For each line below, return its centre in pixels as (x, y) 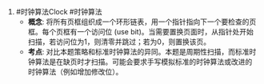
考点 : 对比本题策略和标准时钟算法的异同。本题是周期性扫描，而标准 (138, 52)
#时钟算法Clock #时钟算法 (59, 12)
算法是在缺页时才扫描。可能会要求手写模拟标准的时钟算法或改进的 (144, 62)
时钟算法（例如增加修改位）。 (75, 72)
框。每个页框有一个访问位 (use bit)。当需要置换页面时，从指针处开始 (141, 32)
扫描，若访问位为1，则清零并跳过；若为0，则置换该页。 (119, 42)
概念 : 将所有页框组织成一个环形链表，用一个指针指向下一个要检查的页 (142, 22)
